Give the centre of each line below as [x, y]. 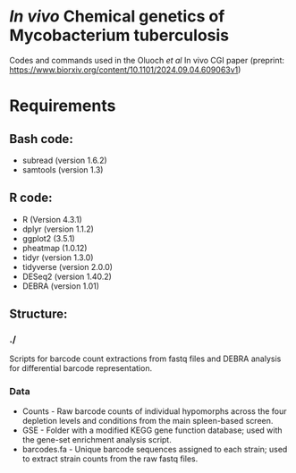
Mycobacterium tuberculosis [119, 35]
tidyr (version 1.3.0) [58, 258]
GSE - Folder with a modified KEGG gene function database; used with [152, 430]
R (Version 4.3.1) [52, 219]
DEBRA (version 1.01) [61, 286]
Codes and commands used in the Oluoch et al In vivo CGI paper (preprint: [147, 60]
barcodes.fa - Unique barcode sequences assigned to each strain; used [155, 449]
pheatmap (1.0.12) [55, 248]
